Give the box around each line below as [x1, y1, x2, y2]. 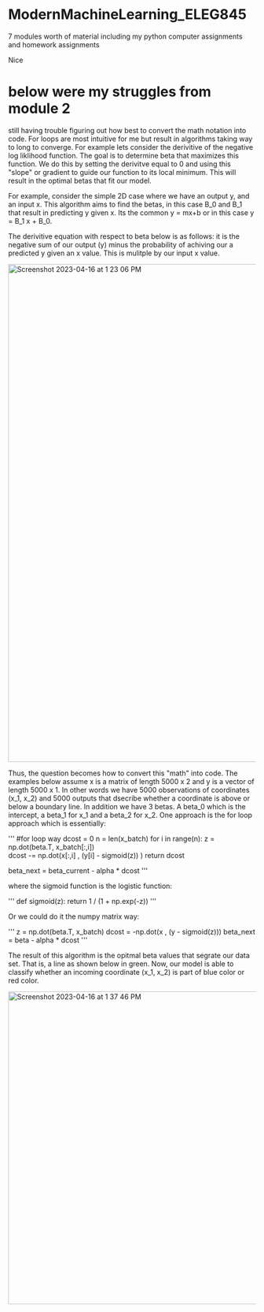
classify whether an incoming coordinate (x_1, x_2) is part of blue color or [8, 967, 245, 976]
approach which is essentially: [8, 818, 106, 828]
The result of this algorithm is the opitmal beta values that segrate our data [8, 950, 250, 960]
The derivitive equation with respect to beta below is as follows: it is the [8, 231, 240, 241]
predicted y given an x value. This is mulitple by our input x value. [8, 248, 220, 258]
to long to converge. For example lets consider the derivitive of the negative [8, 142, 254, 151]
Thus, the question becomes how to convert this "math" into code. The [8, 768, 238, 778]
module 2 [8, 100, 71, 117]
